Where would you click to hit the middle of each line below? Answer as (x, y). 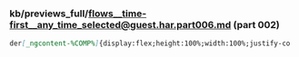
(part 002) (256, 24)
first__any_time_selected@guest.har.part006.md (120, 24)
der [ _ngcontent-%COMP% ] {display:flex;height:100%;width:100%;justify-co (150, 43)
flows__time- (117, 14)
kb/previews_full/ (49, 14)
